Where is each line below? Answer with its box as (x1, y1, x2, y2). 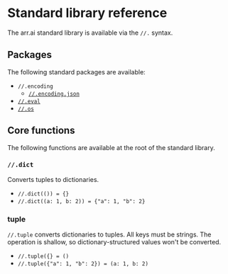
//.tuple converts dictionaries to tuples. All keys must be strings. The (7, 230, 212, 239)
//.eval (17, 98, 40, 105)
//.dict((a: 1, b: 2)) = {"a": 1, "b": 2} (17, 198, 146, 205)
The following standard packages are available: (7, 67, 146, 76)
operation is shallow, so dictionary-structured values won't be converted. (7, 238, 222, 246)
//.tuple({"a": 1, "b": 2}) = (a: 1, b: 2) (17, 261, 149, 268)
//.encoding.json (28, 90, 80, 97)
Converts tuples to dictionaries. (7, 175, 99, 183)
